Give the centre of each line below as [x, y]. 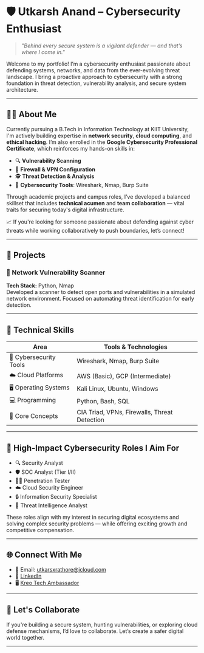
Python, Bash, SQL [103, 401]
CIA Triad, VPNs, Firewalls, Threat [125, 412]
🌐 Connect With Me [44, 555]
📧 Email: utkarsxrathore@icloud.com [60, 569]
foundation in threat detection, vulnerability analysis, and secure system [96, 83]
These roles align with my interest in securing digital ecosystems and [93, 518]
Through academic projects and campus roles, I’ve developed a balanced [98, 197]
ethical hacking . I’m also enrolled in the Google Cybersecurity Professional [102, 142]
